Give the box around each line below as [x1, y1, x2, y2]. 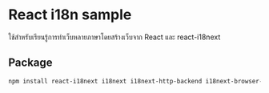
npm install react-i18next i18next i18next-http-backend [8, 77, 203, 85]
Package [8, 56, 54, 70]
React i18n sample [8, 6, 132, 24]
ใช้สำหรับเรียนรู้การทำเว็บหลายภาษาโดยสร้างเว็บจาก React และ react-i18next [8, 32, 221, 42]
